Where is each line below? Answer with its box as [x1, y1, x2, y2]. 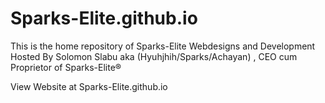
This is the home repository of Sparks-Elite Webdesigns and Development [10, 40, 316, 52]
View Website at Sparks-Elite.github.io [10, 80, 168, 92]
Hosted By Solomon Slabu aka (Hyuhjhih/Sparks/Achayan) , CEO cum [10, 50, 298, 62]
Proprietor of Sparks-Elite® [10, 61, 122, 73]
